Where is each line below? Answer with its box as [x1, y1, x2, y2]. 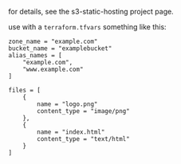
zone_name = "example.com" [8, 37, 98, 45]
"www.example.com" [22, 65, 84, 73]
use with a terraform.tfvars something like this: [8, 22, 167, 31]
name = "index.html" [37, 128, 105, 136]
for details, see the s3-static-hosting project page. [8, 7, 174, 16]
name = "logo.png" [37, 100, 98, 108]
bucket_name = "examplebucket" [8, 45, 112, 53]
